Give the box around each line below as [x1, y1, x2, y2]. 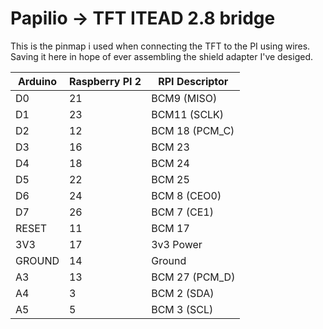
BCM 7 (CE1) [151, 205, 214, 219]
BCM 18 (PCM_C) [151, 123, 235, 137]
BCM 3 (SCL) [151, 302, 214, 316]
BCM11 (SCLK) [151, 107, 225, 121]
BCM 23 [151, 140, 190, 154]
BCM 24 [151, 156, 190, 170]
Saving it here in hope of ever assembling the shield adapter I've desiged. [10, 50, 313, 62]
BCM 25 [151, 172, 190, 186]
